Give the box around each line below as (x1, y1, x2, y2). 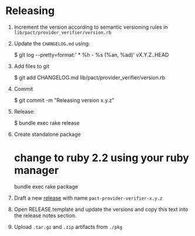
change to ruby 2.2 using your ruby (13, 151, 190, 165)
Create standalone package (13, 131, 81, 138)
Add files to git (13, 63, 50, 70)
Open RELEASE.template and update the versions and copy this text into (13, 206, 189, 213)
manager (13, 164, 59, 177)
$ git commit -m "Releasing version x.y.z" (13, 97, 115, 104)
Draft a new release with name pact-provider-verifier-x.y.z (13, 194, 163, 201)
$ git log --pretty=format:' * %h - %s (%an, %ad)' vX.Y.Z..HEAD (13, 51, 169, 58)
